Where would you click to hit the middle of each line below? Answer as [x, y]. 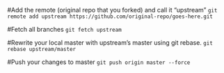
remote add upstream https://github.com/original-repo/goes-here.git [110, 17]
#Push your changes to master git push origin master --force [99, 62]
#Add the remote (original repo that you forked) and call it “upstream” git [112, 10]
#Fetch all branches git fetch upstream [64, 29]
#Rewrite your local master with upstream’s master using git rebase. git [110, 43]
